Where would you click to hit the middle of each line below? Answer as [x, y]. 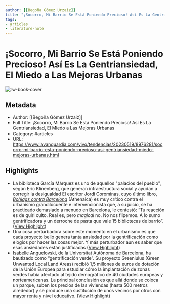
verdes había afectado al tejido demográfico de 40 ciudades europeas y [88, 274]
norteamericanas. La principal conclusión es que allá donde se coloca [86, 280]
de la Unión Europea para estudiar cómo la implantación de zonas [81, 269]
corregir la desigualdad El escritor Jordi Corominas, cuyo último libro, [85, 194]
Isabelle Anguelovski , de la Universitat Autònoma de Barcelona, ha [82, 253]
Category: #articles [33, 133]
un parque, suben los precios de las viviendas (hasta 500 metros [80, 285]
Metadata [21, 105]
